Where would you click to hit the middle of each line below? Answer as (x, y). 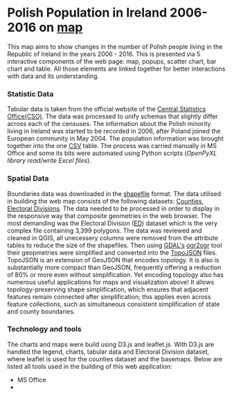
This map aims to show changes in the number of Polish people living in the (115, 46)
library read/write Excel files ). (50, 161)
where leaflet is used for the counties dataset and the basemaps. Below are (115, 359)
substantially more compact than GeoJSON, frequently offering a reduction (114, 267)
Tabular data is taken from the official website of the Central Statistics (107, 109)
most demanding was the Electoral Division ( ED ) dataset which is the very (113, 223)
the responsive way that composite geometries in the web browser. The (109, 215)
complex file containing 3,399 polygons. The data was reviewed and (105, 231)
